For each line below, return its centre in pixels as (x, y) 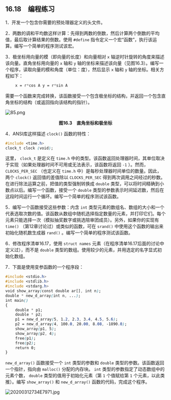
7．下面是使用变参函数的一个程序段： (45, 267)
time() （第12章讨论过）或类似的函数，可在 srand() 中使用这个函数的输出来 (84, 226)
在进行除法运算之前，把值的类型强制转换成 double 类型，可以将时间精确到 (82, 184)
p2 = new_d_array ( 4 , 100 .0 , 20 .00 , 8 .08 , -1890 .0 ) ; (71, 324)
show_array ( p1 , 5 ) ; (36, 329)
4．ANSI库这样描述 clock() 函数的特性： (48, 133)
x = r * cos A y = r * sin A (41, 85)
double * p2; (29, 315)
